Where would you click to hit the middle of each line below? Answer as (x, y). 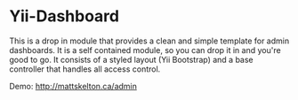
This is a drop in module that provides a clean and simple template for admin (149, 41)
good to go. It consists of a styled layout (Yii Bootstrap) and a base (131, 59)
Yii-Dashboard (64, 16)
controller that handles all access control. (85, 69)
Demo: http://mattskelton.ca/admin (73, 86)
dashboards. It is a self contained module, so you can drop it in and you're (145, 50)
